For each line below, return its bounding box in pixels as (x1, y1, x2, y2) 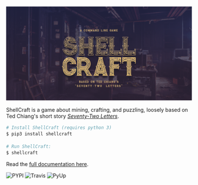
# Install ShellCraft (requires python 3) (6, 125, 112, 131)
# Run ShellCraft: (6, 144, 51, 150)
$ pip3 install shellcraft (6, 131, 72, 137)
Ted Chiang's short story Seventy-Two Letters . (6, 113, 120, 120)
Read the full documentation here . (6, 160, 89, 167)
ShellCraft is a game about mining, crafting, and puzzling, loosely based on (6, 106, 189, 113)
